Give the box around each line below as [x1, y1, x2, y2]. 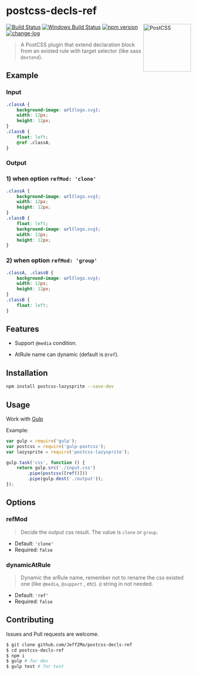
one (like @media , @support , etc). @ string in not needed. [20, 580, 154, 587]
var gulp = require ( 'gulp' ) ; [6, 438, 77, 444]
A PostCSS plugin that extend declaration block [20, 41, 135, 48]
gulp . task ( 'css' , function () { [6, 459, 85, 466]
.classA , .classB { [6, 270, 54, 276]
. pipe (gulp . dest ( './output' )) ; [27, 476, 104, 482]
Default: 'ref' [14, 591, 49, 599]
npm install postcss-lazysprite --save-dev [6, 384, 114, 389]
